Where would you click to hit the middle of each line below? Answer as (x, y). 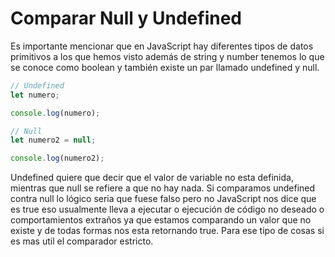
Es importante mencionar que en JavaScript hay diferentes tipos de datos (162, 46)
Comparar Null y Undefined (126, 18)
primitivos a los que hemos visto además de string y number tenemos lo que (167, 56)
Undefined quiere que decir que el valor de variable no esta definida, (152, 178)
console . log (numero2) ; (57, 158)
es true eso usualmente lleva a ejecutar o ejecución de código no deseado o (167, 209)
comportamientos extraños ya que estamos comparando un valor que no (161, 220)
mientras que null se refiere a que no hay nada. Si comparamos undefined (163, 188)
